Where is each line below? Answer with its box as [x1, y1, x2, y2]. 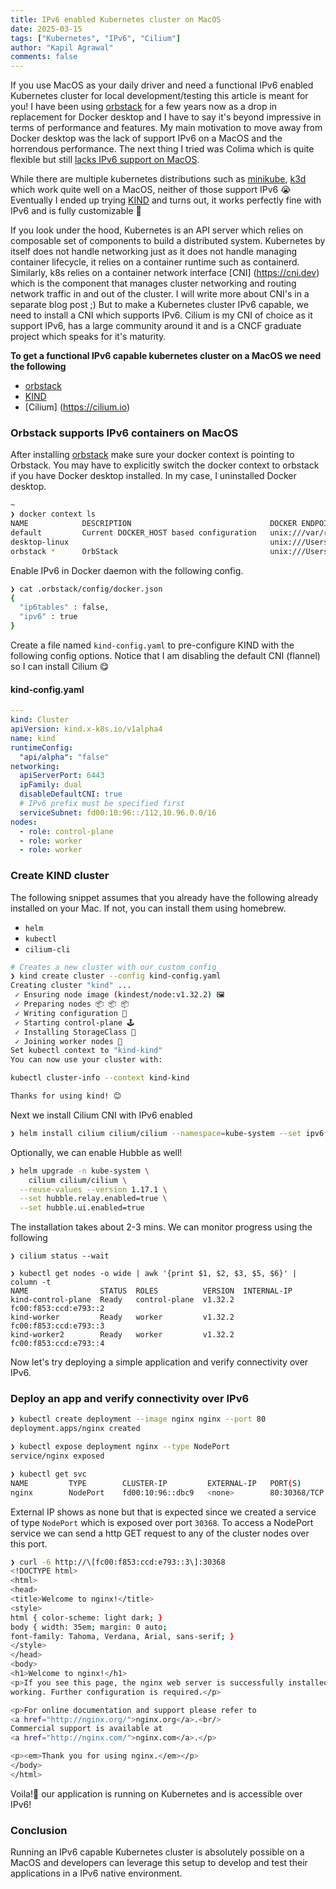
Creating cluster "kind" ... [10, 981, 132, 991]
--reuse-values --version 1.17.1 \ [19, 1184, 168, 1195]
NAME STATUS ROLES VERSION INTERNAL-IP [10, 1286, 293, 1296]
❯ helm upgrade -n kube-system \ [10, 1166, 150, 1176]
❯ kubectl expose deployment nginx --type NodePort [10, 1442, 230, 1452]
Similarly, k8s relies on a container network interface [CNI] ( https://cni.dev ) [10, 267, 320, 279]
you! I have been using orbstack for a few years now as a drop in [10, 101, 278, 113]
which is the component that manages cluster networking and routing [10, 277, 297, 290]
